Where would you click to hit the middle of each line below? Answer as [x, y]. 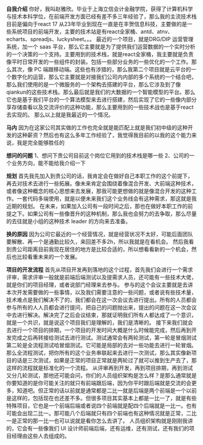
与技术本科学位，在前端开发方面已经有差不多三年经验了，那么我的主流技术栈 [101, 16]
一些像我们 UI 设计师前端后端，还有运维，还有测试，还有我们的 [111, 428]
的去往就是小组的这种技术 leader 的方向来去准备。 [69, 221]
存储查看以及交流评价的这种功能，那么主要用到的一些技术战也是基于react [102, 107]
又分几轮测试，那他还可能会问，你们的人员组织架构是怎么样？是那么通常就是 [101, 375]
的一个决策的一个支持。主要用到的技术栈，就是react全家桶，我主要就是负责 [100, 54]
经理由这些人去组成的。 [40, 436]
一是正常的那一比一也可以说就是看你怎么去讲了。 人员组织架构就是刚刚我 [97, 421]
